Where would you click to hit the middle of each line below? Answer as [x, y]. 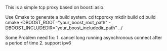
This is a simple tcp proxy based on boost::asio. [55, 7]
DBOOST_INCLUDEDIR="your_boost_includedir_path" [61, 28]
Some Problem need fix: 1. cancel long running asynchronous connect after [84, 38]
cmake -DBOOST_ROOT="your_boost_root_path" [56, 22]
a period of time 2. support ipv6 [38, 43]
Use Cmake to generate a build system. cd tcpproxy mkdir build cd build [80, 17]
